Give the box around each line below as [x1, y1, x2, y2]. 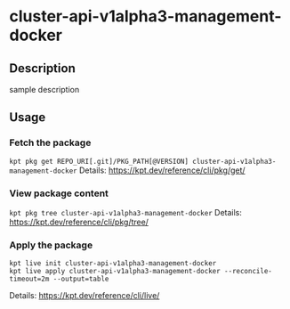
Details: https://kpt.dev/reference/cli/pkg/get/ [78, 165, 246, 175]
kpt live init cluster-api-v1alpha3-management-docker [9, 259, 217, 268]
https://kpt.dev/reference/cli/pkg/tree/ [9, 216, 149, 227]
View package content [9, 187, 109, 199]
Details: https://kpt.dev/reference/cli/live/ [9, 290, 160, 301]
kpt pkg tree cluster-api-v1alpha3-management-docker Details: [9, 207, 243, 217]
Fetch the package [9, 136, 92, 149]
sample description [9, 85, 80, 94]
